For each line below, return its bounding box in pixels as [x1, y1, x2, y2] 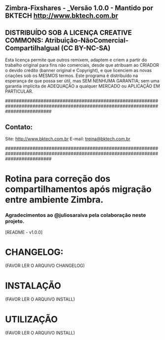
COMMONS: [5, 36, 43, 44]
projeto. [5, 218, 25, 225]
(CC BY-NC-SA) [61, 44, 111, 52]
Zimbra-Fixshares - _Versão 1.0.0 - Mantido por [5, 4, 154, 12]
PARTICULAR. [5, 88, 33, 94]
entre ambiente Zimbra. [5, 194, 103, 205]
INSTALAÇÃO [5, 280, 62, 291]
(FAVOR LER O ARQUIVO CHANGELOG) [5, 263, 85, 268]
